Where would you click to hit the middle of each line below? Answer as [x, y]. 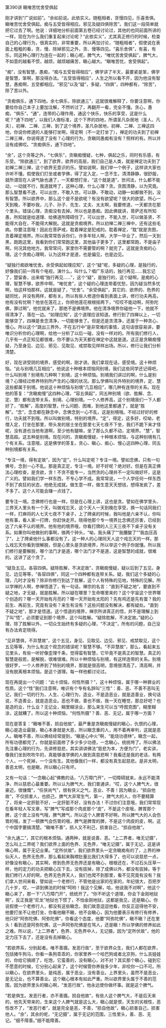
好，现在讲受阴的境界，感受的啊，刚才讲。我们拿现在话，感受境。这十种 [79, 362]
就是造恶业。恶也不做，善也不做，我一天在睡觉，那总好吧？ [96, 701]
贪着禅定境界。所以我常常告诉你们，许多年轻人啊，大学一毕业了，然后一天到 [83, 236]
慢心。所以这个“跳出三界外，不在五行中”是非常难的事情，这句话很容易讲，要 [83, 327]
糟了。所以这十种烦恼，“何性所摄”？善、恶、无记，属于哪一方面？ [89, 713]
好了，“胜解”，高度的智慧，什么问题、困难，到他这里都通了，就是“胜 [75, 406]
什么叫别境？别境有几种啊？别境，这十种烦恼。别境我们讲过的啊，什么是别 [81, 375]
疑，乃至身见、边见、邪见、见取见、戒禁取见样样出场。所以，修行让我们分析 [83, 346]
